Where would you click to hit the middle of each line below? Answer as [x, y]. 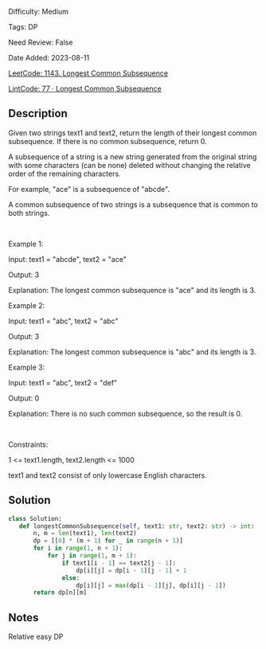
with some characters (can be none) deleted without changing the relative [129, 165]
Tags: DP [23, 27]
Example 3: [27, 367]
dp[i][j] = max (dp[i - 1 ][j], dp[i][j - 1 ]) [151, 585]
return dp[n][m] [60, 592]
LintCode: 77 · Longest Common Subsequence [85, 88]
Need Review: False [41, 42]
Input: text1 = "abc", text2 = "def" [63, 382]
